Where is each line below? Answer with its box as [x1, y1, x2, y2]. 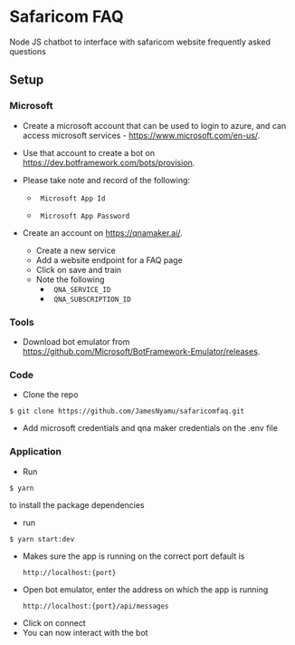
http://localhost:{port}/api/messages [22, 601, 169, 611]
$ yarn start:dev [9, 534, 75, 543]
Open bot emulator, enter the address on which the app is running [22, 583, 269, 595]
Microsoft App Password [40, 211, 130, 220]
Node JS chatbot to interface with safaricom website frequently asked [9, 36, 271, 47]
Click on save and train [35, 264, 122, 275]
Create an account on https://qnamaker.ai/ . [22, 227, 183, 238]
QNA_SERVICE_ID [53, 285, 111, 294]
